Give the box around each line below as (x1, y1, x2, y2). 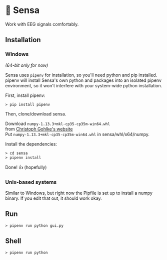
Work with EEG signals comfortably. (5, 21, 79, 27)
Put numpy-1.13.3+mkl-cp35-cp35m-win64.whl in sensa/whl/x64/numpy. (5, 131, 150, 137)
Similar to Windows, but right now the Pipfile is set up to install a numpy (5, 190, 152, 196)
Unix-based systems (5, 178, 57, 185)
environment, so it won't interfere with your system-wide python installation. (5, 82, 162, 88)
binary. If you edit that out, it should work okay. (5, 195, 102, 201)
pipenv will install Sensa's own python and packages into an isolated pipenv (5, 77, 161, 83)
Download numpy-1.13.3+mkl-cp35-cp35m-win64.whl (5, 120, 110, 126)
